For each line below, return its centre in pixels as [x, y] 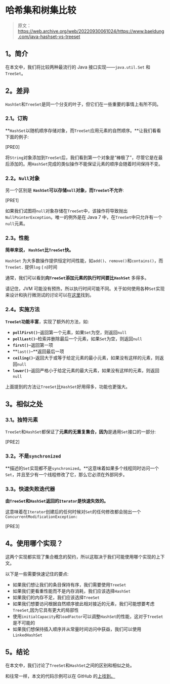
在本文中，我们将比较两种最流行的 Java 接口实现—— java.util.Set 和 [78, 67]
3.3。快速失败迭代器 [30, 489]
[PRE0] [13, 147]
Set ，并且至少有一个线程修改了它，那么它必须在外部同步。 [66, 474]
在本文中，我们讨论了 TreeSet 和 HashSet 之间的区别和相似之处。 [70, 665]
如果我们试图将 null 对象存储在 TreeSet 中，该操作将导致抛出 [67, 211]
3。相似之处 [24, 404]
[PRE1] [12, 201]
